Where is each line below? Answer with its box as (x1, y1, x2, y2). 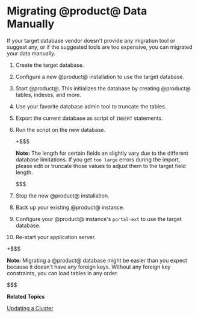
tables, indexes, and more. (15, 91, 82, 98)
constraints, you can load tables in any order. (7, 269, 119, 276)
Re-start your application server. (15, 233, 96, 240)
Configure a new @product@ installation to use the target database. (15, 73, 185, 80)
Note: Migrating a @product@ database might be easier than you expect (7, 257, 187, 264)
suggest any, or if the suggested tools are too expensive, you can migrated (7, 43, 193, 51)
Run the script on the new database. (15, 126, 106, 133)
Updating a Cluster (7, 304, 54, 311)
